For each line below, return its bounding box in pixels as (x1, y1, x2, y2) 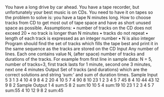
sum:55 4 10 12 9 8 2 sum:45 (5, 88, 64, 93)
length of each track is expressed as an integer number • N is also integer (5, 35, 155, 41)
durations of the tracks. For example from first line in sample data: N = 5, (5, 56, 153, 62)
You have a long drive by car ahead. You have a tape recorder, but (5, 4, 139, 10)
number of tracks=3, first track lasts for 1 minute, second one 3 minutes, (5, 61, 152, 67)
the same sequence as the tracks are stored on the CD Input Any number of (5, 46, 159, 51)
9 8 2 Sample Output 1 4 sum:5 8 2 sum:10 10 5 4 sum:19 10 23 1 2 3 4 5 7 (5, 82, 154, 88)
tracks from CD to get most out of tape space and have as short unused (5, 20, 151, 25)
